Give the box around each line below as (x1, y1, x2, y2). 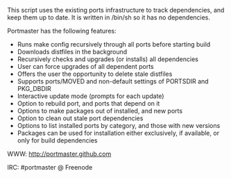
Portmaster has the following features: (7, 27, 117, 35)
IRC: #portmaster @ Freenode (7, 163, 93, 171)
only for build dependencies (17, 136, 98, 145)
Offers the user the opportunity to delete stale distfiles (17, 70, 173, 78)
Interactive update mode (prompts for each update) (17, 92, 164, 100)
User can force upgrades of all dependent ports (17, 63, 154, 70)
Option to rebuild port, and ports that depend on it (17, 99, 160, 107)
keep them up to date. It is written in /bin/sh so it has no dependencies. (7, 13, 210, 22)
